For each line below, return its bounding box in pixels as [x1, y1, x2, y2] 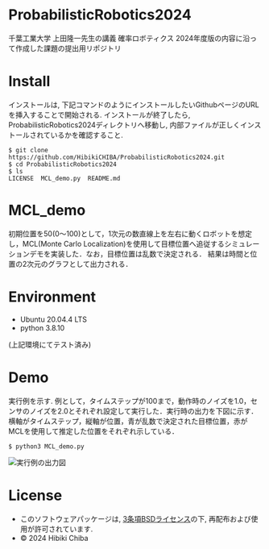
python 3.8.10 [19, 322, 65, 332]
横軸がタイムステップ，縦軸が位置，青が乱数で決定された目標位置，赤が [8, 416, 248, 426]
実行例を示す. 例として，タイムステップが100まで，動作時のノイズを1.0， [8, 396, 251, 406]
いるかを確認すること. [50, 130, 123, 139]
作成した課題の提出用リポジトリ [14, 43, 122, 53]
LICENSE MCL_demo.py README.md [8, 174, 121, 182]
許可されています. [34, 524, 93, 534]
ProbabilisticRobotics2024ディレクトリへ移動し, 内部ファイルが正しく [8, 119, 241, 130]
